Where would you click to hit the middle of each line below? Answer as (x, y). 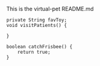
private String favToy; (37, 20)
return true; (34, 52)
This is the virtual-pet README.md (50, 9)
